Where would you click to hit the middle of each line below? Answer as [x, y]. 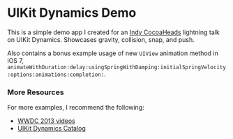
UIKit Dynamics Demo [72, 13]
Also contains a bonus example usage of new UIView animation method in [113, 53]
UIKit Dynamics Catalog [51, 129]
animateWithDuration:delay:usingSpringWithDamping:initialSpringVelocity [117, 67]
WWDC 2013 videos [46, 121]
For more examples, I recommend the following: [76, 108]
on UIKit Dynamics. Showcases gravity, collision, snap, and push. [101, 39]
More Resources [36, 92]
